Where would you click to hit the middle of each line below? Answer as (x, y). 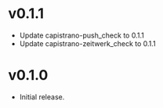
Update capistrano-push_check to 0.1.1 (82, 35)
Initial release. (42, 97)
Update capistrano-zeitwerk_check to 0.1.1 (88, 43)
